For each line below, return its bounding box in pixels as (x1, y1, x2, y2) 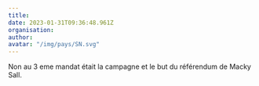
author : (8, 33, 34, 41)
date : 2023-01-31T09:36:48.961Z (8, 19, 114, 27)
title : (8, 11, 30, 20)
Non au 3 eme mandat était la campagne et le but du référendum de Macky (8, 62, 251, 71)
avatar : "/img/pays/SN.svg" (8, 41, 100, 48)
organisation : (8, 26, 55, 34)
